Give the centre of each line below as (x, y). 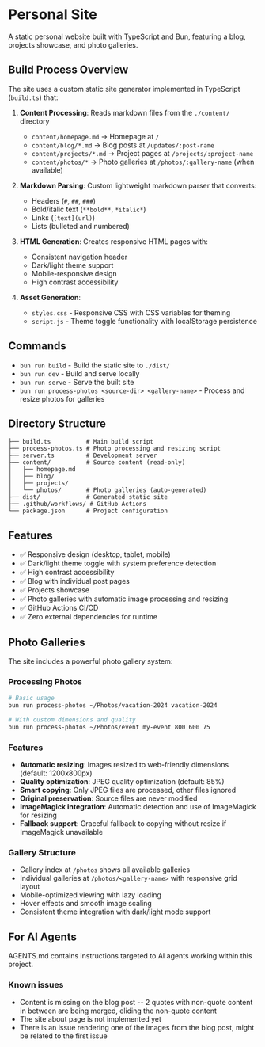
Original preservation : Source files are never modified (108, 798)
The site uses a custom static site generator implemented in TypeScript (124, 89)
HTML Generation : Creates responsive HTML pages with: (114, 241)
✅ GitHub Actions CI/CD (59, 608)
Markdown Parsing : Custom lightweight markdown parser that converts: (138, 185)
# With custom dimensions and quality (72, 720)
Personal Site (53, 15)
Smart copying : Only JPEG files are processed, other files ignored (128, 790)
